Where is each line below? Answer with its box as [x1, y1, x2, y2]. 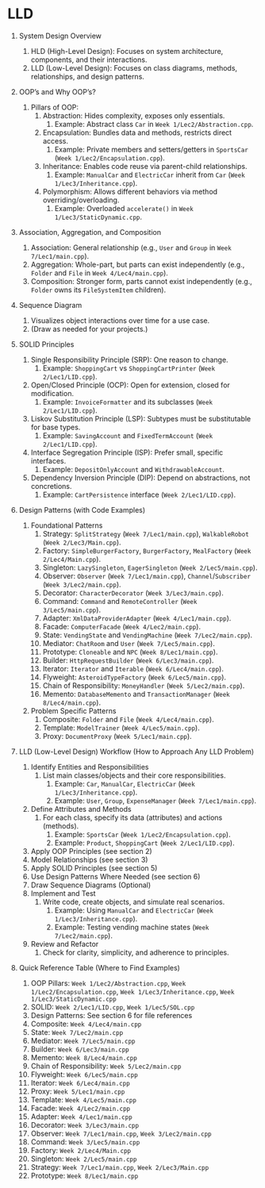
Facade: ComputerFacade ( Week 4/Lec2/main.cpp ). [42, 621, 202, 631]
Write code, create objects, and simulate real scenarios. [42, 897, 225, 906]
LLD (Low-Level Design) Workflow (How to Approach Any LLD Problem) [18, 747, 255, 756]
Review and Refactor [30, 939, 99, 948]
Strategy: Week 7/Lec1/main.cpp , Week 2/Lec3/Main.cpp [30, 1162, 209, 1171]
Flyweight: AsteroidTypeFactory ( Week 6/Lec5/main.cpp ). [42, 672, 227, 682]
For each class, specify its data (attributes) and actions [42, 813, 223, 822]
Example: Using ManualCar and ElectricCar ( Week [54, 905, 213, 915]
